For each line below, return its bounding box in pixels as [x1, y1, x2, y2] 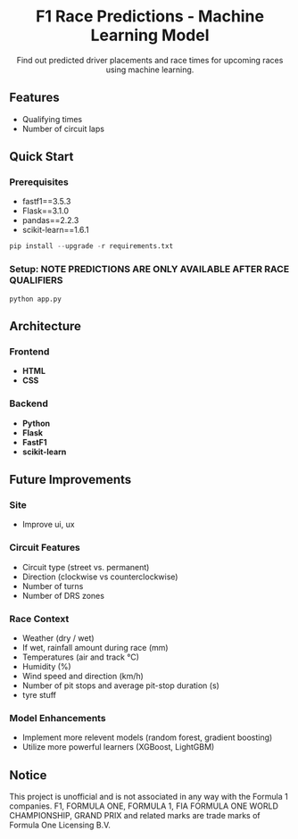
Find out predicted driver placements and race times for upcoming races [16, 54, 284, 65]
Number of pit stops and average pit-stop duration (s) [21, 680, 220, 691]
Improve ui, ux [21, 519, 75, 530]
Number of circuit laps [21, 123, 105, 134]
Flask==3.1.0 [21, 205, 70, 216]
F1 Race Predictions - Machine [35, 6, 265, 27]
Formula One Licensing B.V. [9, 819, 112, 830]
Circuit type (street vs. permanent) [21, 561, 150, 572]
